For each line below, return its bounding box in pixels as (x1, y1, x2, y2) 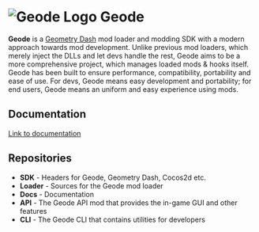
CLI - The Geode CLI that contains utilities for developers (19, 215, 205, 224)
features (19, 206, 47, 215)
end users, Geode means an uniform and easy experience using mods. (8, 84, 239, 94)
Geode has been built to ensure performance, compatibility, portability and (8, 67, 251, 77)
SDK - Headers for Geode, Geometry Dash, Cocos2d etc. (19, 173, 207, 182)
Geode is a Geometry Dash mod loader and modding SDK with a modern (8, 34, 245, 44)
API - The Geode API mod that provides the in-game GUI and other (19, 198, 238, 207)
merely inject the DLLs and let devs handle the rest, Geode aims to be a (8, 51, 241, 60)
